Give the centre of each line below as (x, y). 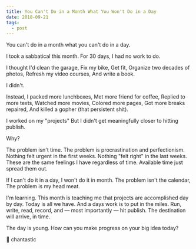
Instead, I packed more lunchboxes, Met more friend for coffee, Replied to (96, 97)
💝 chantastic (21, 240)
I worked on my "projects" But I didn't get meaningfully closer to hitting (92, 121)
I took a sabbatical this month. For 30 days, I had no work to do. (83, 56)
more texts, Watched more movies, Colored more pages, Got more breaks (96, 103)
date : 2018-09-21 (27, 17)
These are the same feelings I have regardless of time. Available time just (95, 162)
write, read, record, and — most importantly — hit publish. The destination (96, 211)
